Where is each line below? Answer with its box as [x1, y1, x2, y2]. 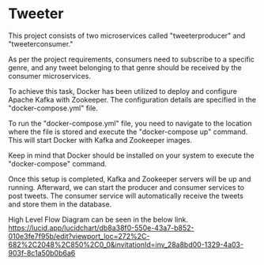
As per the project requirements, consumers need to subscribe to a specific [8, 54, 255, 64]
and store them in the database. [8, 199, 112, 209]
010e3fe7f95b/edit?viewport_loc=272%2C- [8, 231, 150, 241]
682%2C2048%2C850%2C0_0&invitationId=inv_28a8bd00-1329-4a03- [8, 240, 243, 249]
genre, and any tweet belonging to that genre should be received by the [8, 62, 243, 72]
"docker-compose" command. [8, 159, 107, 168]
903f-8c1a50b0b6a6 [8, 248, 76, 257]
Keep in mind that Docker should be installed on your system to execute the [8, 151, 255, 160]
